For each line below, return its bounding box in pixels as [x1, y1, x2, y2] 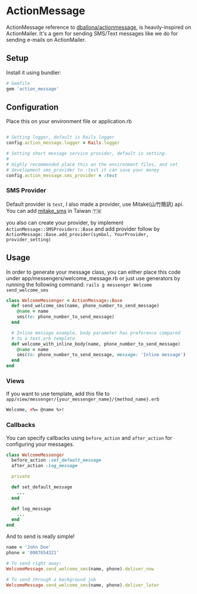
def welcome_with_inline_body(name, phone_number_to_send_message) [11, 341, 181, 347]
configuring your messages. [6, 441, 75, 448]
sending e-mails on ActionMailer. [6, 36, 87, 43]
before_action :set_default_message [11, 457, 101, 464]
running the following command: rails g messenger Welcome [6, 281, 152, 288]
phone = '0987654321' [6, 550, 60, 556]
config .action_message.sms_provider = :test [6, 172, 117, 178]
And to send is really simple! [6, 533, 75, 540]
